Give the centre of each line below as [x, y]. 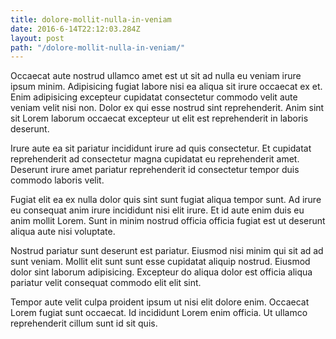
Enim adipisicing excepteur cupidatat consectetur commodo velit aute [154, 97]
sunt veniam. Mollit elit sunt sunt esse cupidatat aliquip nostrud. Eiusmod [160, 262]
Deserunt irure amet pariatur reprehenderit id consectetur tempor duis [155, 170]
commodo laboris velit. [57, 180]
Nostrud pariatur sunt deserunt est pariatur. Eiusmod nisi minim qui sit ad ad [167, 251]
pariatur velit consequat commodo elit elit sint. [106, 283]
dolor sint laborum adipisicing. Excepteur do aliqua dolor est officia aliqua [161, 272]
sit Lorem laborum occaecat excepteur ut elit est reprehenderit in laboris [159, 118]
